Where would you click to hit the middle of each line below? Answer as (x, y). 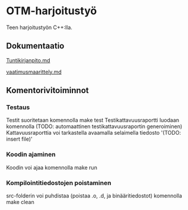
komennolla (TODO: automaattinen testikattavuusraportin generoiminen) (94, 126)
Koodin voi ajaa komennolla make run (52, 167)
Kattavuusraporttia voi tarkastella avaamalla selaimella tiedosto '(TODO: (94, 133)
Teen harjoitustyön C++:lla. (39, 27)
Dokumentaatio (35, 46)
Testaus (18, 107)
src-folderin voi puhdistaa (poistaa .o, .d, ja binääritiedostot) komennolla (94, 196)
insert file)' (19, 139)
